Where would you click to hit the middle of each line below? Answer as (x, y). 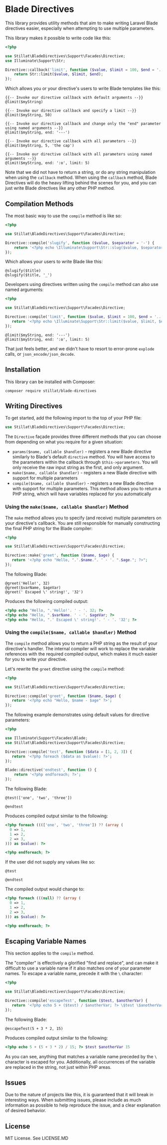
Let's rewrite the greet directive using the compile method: (65, 669)
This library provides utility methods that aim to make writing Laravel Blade (82, 23)
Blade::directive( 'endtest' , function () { (51, 770)
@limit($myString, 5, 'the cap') (40, 145)
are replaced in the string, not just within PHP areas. (58, 1067)
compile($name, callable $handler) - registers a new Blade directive (83, 483)
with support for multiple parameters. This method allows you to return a (86, 489)
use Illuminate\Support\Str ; (35, 61)
